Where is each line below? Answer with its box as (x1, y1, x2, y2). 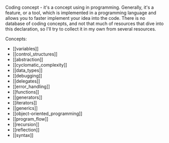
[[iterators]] (12, 100, 37, 106)
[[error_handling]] (12, 83, 50, 90)
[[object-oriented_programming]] (12, 110, 82, 117)
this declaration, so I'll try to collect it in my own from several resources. (5, 26, 156, 32)
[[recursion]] (12, 122, 40, 127)
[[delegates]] (12, 78, 40, 84)
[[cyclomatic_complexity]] (12, 62, 67, 68)
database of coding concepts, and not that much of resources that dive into (5, 20, 164, 26)
